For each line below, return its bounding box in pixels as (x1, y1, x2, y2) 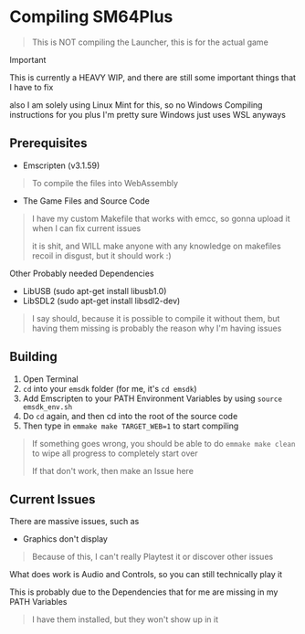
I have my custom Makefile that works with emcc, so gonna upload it (31, 213, 290, 224)
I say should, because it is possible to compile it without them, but (31, 312, 280, 323)
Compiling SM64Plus (9, 6, 174, 27)
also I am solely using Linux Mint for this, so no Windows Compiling (9, 99, 263, 111)
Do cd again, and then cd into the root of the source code (22, 410, 238, 421)
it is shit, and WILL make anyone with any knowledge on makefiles (31, 240, 281, 251)
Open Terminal (22, 373, 79, 385)
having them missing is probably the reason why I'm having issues (31, 322, 282, 333)
